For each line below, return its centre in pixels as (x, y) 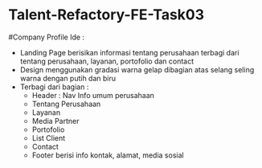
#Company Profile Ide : (47, 37)
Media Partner (55, 121)
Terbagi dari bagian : (54, 87)
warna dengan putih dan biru (68, 78)
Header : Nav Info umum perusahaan (93, 95)
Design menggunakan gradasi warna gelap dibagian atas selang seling (137, 69)
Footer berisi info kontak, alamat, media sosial (108, 155)
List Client (49, 137)
